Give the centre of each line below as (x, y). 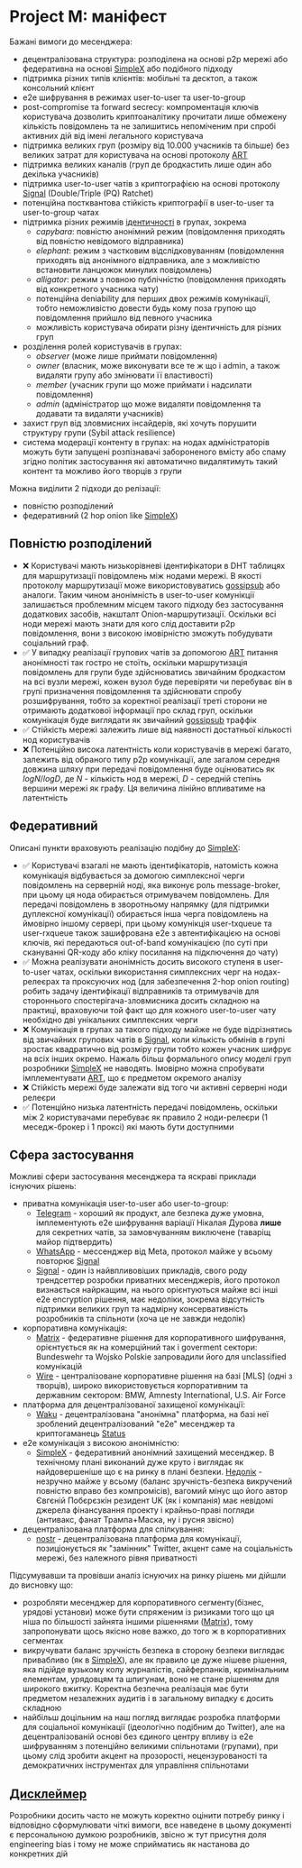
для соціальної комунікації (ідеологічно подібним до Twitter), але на (154, 1727)
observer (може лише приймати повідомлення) (127, 356)
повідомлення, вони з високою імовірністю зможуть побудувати (147, 633)
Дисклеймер (48, 1794)
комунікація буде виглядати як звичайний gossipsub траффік (139, 719)
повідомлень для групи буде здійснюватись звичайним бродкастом (154, 672)
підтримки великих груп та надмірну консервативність (142, 1309)
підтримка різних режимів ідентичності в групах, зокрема (134, 222)
